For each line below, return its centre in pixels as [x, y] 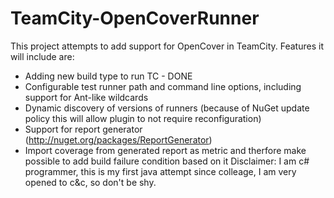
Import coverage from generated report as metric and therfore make [165, 150]
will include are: [42, 56]
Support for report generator [83, 129]
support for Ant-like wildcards [86, 97]
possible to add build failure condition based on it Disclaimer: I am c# [167, 161]
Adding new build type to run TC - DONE [108, 76]
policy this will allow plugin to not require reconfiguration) [143, 118]
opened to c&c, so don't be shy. [90, 182]
